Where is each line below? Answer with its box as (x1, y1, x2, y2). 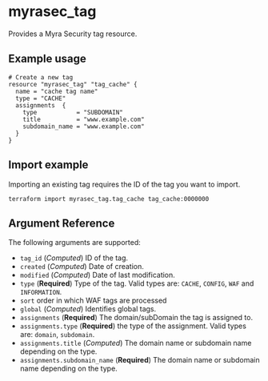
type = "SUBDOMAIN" (22, 108, 124, 116)
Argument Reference (8, 216, 115, 230)
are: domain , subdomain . (19, 330, 95, 339)
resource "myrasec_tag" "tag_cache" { (8, 80, 138, 88)
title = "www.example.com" (22, 115, 146, 123)
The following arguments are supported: (8, 238, 142, 247)
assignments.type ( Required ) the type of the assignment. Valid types (19, 321, 246, 331)
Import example (8, 158, 89, 172)
